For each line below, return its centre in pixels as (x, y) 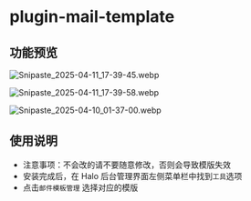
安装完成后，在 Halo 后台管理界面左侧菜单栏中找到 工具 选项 (132, 176)
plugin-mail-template (92, 17)
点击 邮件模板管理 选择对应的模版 (80, 187)
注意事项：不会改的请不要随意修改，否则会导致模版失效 (126, 165)
